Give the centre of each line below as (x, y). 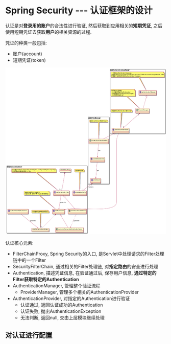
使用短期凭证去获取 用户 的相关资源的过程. (48, 32)
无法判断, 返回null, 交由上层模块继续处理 (62, 317)
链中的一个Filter (29, 260)
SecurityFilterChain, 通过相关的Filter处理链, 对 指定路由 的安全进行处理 (86, 266)
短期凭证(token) (29, 60)
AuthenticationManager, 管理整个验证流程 (56, 285)
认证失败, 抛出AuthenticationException (61, 311)
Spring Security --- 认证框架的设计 (79, 10)
